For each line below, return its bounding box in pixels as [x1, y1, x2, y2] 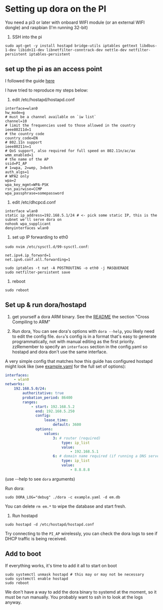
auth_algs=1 [5, 170, 29, 174]
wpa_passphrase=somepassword [5, 190, 64, 196]
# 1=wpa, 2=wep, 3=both [5, 165, 53, 170]
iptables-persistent [29, 52, 70, 57]
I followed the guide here [5, 78, 55, 83]
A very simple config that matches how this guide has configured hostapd [5, 358, 153, 364]
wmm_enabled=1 [5, 153, 34, 157]
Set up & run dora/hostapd [5, 301, 86, 309]
